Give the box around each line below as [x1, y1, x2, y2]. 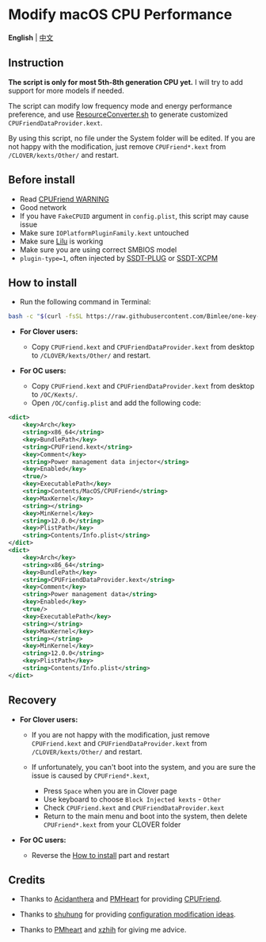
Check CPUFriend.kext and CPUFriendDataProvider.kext [43, 802, 225, 812]
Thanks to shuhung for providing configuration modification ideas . [19, 909, 236, 919]
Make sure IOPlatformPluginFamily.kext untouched [19, 228, 189, 237]
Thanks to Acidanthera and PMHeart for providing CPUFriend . [19, 894, 222, 904]
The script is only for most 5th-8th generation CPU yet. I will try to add [8, 77, 244, 86]
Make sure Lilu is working [19, 236, 104, 246]
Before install [8, 173, 75, 187]
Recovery [8, 694, 57, 707]
